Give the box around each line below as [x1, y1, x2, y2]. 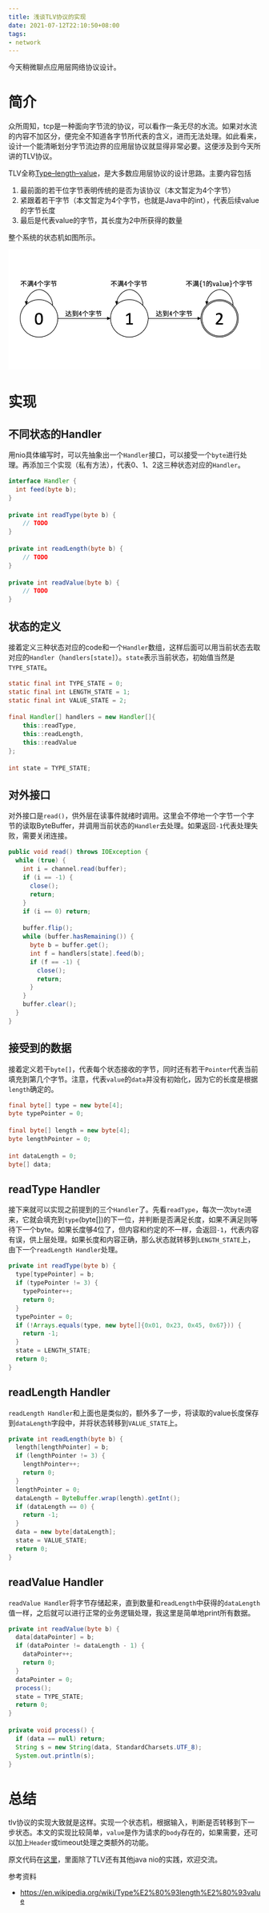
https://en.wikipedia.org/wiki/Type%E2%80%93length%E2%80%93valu [19, 1888, 261, 1898]
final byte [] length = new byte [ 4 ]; [8, 1126, 130, 1134]
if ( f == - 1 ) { [29, 958, 81, 966]
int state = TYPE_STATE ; [8, 764, 91, 772]
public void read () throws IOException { [8, 848, 149, 856]
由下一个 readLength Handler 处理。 [8, 1245, 122, 1255]
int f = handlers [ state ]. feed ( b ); [29, 949, 146, 957]
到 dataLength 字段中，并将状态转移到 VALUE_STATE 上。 [8, 1418, 183, 1427]
